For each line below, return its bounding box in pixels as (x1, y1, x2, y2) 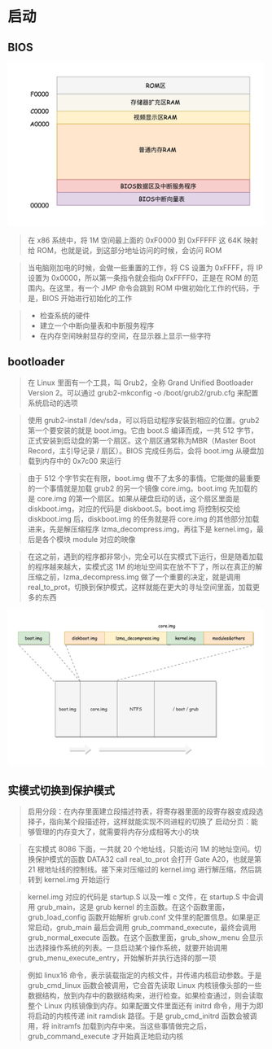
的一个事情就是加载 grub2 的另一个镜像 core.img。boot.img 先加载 (27, 483, 251, 493)
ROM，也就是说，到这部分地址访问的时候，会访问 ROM (37, 245, 222, 255)
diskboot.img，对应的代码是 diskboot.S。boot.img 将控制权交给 (27, 504, 241, 514)
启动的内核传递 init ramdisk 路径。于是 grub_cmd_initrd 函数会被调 (34, 1011, 257, 1021)
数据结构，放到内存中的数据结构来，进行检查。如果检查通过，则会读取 (27, 990, 264, 1001)
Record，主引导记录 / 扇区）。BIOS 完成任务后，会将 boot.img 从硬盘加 (27, 445, 265, 456)
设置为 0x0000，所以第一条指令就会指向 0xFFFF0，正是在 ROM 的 (27, 273, 252, 282)
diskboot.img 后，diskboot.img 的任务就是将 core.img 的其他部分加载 (27, 514, 260, 523)
